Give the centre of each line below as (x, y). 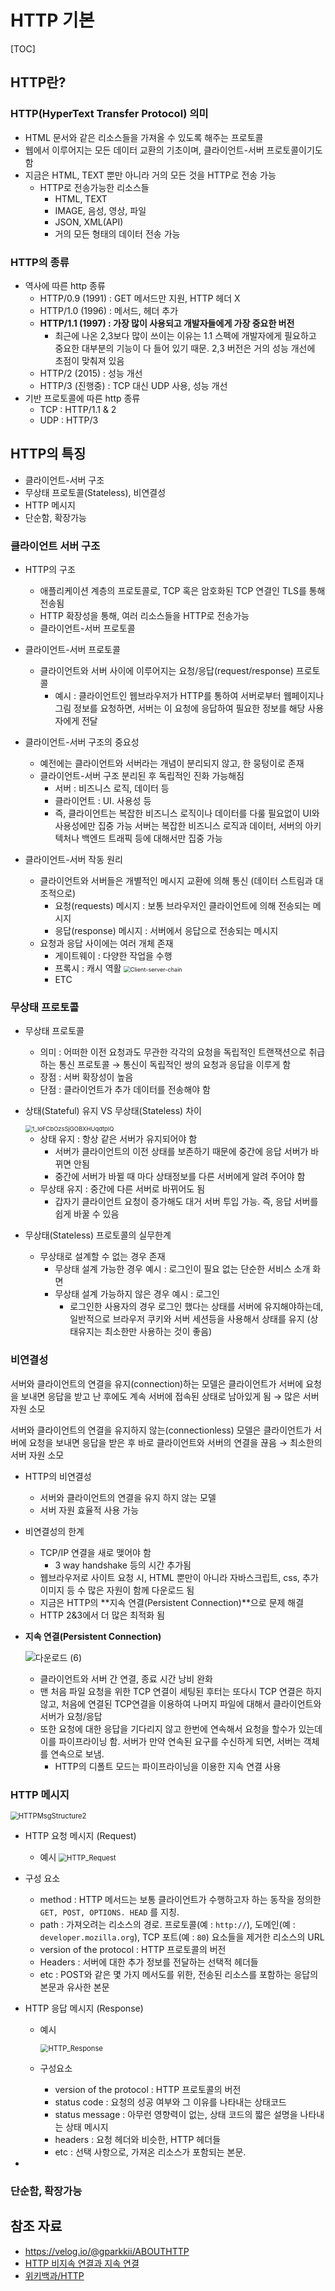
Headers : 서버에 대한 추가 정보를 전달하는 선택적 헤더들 (149, 1962)
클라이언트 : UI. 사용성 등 (103, 801)
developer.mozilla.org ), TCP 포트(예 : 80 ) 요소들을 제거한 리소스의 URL (182, 1937)
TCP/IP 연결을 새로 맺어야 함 (95, 1552)
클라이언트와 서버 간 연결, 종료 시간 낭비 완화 (126, 1678)
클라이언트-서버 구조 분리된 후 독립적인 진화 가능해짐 (142, 776)
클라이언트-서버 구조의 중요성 (82, 742)
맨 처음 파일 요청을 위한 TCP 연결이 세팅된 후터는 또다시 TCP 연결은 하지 (181, 1691)
